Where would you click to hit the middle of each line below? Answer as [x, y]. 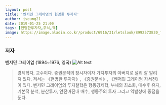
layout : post [19, 10]
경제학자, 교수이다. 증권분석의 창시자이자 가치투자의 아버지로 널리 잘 [83, 73]
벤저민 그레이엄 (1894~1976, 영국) [38, 63]
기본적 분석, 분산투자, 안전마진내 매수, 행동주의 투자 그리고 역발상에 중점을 [88, 91]
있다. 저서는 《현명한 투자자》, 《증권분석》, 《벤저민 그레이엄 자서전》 [91, 79]
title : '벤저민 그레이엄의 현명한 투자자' [42, 14]
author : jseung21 [23, 19]
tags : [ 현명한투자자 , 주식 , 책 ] [32, 28]
